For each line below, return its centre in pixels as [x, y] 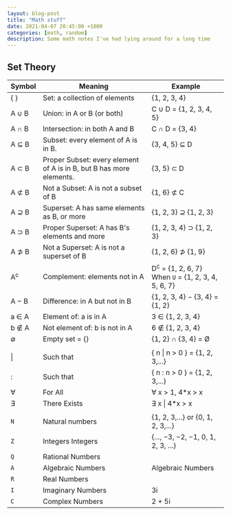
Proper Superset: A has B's [86, 228]
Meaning [93, 86]
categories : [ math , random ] [47, 33]
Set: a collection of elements [88, 98]
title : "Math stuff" [37, 20]
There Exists [63, 404]
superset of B [64, 256]
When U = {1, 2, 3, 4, [184, 277]
